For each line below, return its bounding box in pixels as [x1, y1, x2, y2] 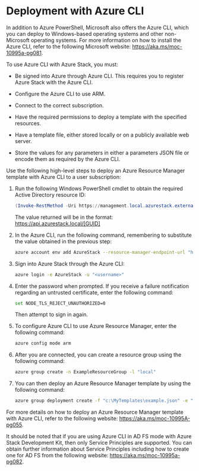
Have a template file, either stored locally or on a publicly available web [14, 131, 189, 138]
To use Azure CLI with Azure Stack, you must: [6, 61, 119, 68]
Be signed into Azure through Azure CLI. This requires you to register [14, 72, 184, 79]
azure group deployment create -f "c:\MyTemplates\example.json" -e [14, 398, 188, 404]
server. [14, 137, 33, 144]
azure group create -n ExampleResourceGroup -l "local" [14, 369, 156, 375]
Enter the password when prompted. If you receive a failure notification [14, 282, 189, 290]
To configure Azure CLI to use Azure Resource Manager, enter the [14, 323, 177, 330]
